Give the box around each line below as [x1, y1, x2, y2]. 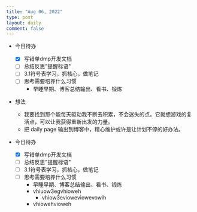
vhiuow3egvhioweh [32, 188, 81, 195]
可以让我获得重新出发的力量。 [40, 118, 114, 125]
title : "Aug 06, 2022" [6, 8, 63, 15]
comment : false [6, 25, 44, 32]
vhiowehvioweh [32, 200, 72, 207]
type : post [6, 14, 34, 20]
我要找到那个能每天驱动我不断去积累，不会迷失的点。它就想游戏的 [23, 110, 187, 118]
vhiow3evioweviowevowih [41, 193, 107, 201]
